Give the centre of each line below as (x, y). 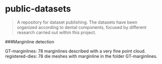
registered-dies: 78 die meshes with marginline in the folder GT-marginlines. (81, 56)
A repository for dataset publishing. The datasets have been (77, 22)
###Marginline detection (30, 41)
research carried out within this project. (56, 32)
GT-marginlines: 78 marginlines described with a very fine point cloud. (75, 51)
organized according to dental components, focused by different (82, 27)
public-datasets (38, 9)
